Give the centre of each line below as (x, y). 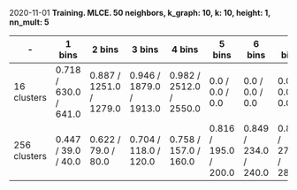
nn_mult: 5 (29, 22)
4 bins (185, 49)
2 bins (105, 49)
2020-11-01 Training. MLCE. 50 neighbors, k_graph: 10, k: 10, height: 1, (140, 13)
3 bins (145, 49)
